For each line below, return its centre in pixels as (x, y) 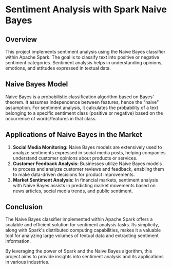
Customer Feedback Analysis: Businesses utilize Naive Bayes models (87, 164)
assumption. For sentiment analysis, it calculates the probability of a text (82, 107)
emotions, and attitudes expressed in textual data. (58, 68)
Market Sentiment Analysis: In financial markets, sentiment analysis (85, 180)
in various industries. (27, 262)
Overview (21, 39)
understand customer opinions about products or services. (75, 158)
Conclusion (24, 207)
